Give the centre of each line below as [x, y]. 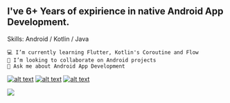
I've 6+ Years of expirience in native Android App [115, 11]
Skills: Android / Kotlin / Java [48, 39]
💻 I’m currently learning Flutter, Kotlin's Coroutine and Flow [103, 52]
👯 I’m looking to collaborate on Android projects [82, 60]
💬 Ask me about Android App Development [67, 66]
